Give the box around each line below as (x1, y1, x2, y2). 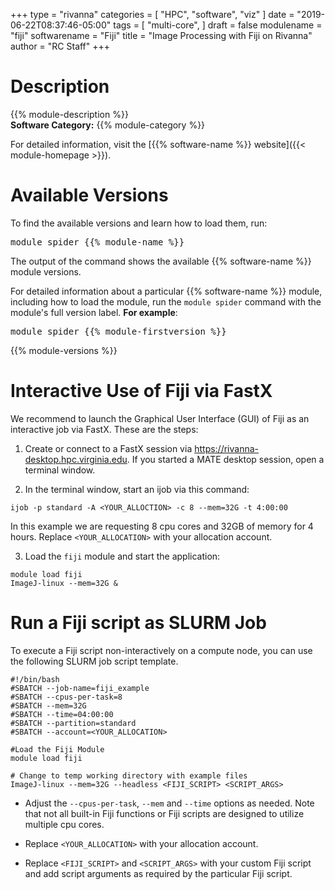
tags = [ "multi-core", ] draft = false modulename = (113, 19, 323, 31)
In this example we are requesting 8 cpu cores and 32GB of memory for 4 (10, 520, 314, 532)
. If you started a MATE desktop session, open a (126, 453, 325, 465)
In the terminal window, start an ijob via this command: (24, 483, 250, 495)
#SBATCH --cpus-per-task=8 (10, 692, 123, 702)
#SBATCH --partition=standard (10, 718, 137, 728)
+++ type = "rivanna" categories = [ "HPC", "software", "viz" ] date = (10, 9, 295, 20)
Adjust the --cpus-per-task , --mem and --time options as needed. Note (24, 797, 315, 809)
